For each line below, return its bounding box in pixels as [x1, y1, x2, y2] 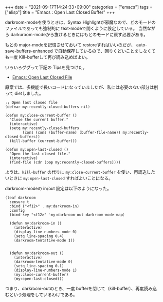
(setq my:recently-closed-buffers [9, 126, 79, 131]
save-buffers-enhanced [5, 48, 53, 54]
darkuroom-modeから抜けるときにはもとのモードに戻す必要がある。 [10, 32, 148, 37]
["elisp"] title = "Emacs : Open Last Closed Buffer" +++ [5, 9, 115, 15]
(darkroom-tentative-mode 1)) [14, 238, 75, 243]
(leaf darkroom [5, 195, 36, 200]
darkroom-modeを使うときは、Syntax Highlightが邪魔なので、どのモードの [5, 20, 156, 25]
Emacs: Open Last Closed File [12, 74, 72, 80]
